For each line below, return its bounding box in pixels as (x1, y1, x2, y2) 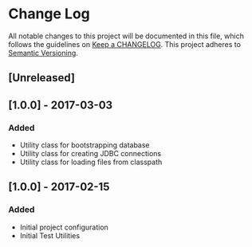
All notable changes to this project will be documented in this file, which (8, 31, 245, 41)
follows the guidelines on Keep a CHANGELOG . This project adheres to (8, 39, 242, 49)
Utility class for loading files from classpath (19, 157, 163, 167)
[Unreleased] (8, 71, 76, 84)
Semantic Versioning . (8, 48, 78, 57)
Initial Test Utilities (19, 230, 81, 240)
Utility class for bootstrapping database (19, 140, 150, 150)
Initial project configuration (19, 222, 109, 232)
